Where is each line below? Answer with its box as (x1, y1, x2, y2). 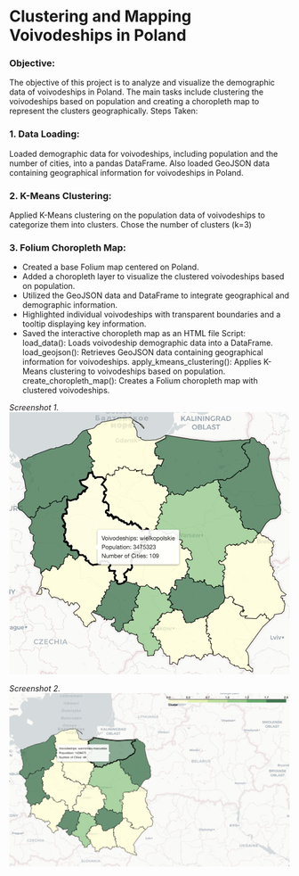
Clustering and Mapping (9, 6, 192, 27)
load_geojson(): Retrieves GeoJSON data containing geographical (21, 347, 264, 358)
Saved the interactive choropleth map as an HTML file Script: (21, 328, 246, 339)
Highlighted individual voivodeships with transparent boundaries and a (21, 310, 281, 320)
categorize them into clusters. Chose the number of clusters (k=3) (9, 219, 252, 230)
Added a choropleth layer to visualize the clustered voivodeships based (21, 271, 285, 282)
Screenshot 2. (9, 682, 61, 693)
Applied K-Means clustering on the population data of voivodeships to (9, 210, 265, 220)
